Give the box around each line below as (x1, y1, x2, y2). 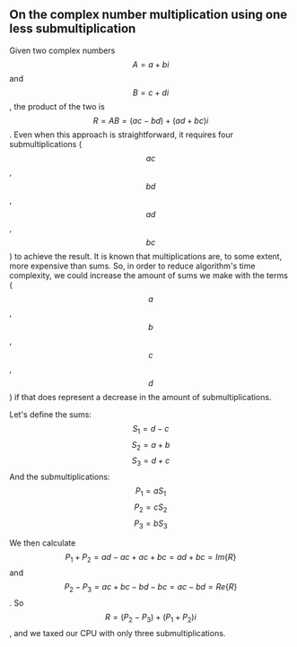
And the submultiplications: (9, 471, 110, 483)
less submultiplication (9, 22, 136, 37)
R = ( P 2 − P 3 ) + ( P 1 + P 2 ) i (104, 612, 197, 625)
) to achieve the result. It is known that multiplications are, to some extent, (9, 250, 283, 261)
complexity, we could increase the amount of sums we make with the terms (9, 269, 289, 281)
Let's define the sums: (9, 408, 92, 420)
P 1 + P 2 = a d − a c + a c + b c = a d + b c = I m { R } (65, 551, 237, 564)
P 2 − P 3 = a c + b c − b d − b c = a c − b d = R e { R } (64, 581, 238, 595)
